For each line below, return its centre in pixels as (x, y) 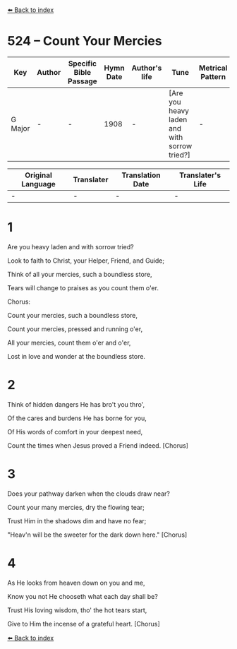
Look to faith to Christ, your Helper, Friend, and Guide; (86, 261)
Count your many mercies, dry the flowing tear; (76, 507)
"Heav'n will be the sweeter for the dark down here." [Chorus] (97, 535)
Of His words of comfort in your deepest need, (75, 431)
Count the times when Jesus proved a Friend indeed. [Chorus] (98, 445)
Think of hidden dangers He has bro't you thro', (76, 404)
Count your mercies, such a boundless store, (73, 315)
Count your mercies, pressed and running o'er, (75, 329)
